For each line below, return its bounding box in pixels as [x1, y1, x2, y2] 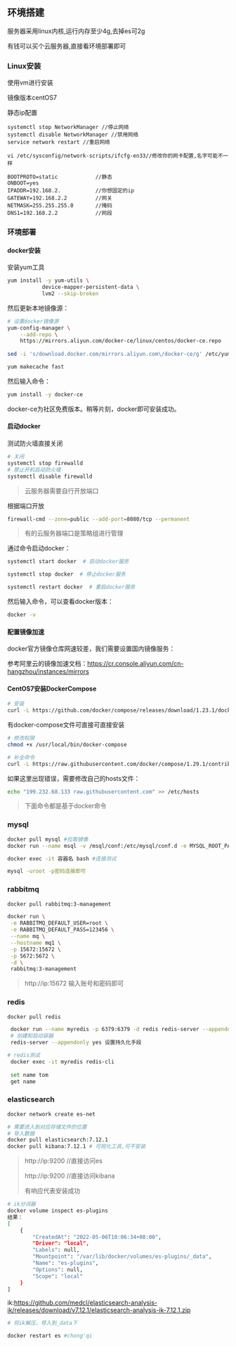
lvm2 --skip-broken [41, 290, 99, 297]
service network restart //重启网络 [7, 139, 110, 146]
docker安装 [7, 246, 41, 254]
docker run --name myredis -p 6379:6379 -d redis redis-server [10, 1026, 199, 1033]
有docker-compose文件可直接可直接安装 [7, 721, 125, 729]
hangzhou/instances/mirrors [7, 667, 89, 676]
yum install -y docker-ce [7, 390, 83, 398]
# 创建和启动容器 [10, 1032, 54, 1039]
